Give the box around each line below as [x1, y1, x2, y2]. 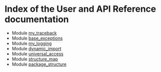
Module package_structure [11, 61, 67, 67]
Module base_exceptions [11, 35, 63, 41]
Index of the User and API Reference [4, 3, 157, 15]
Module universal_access [11, 50, 64, 57]
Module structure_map [11, 56, 58, 62]
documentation [4, 14, 69, 25]
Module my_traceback [11, 30, 57, 36]
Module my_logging [11, 40, 52, 46]
